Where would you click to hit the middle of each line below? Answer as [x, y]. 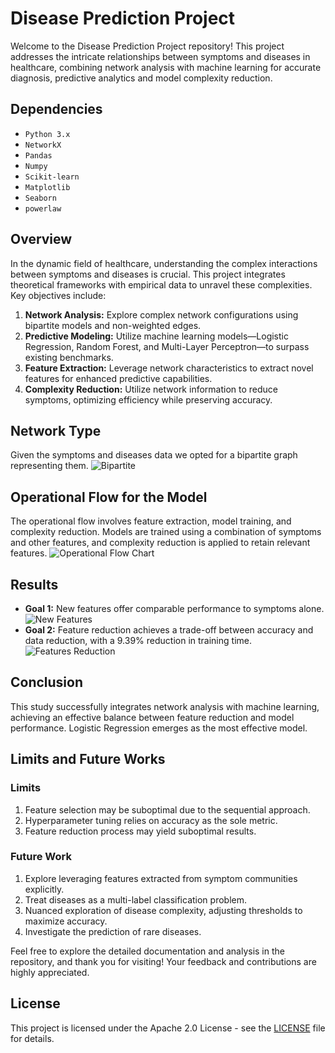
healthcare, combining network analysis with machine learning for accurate [166, 67]
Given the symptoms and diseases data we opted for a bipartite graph [154, 455]
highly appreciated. [50, 972]
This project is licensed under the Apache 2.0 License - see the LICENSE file [168, 1028]
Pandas [38, 155]
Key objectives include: [58, 295]
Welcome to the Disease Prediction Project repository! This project [147, 46]
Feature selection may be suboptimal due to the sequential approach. [167, 809]
